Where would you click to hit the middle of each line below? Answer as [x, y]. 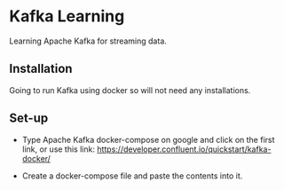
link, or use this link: [59, 149]
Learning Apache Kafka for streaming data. [88, 41]
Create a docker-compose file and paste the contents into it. [132, 176]
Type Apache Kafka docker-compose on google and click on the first [148, 139]
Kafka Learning [67, 16]
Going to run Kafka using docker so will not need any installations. [130, 90]
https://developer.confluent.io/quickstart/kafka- [184, 149]
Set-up [29, 119]
